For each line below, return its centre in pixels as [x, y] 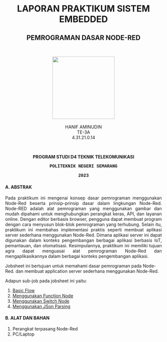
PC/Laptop [23, 334]
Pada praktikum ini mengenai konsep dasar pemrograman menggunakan [83, 198]
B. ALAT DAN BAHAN [27, 318]
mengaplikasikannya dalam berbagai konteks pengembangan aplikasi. [77, 256]
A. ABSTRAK [19, 187]
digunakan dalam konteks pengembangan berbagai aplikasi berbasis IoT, [83, 240]
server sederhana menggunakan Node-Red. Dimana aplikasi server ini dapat [83, 235]
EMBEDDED [83, 19]
